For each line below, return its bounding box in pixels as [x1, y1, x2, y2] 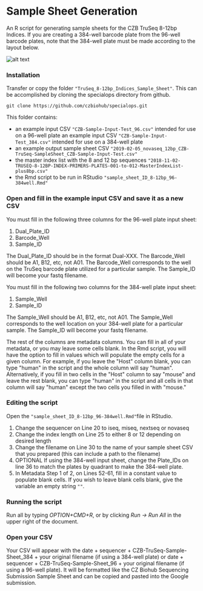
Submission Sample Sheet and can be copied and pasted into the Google [6, 573, 189, 580]
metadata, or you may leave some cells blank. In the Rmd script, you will [6, 344, 187, 352]
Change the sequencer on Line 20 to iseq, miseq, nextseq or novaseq [15, 424, 190, 432]
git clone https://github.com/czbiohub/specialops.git [6, 103, 148, 109]
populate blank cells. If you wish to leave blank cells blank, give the [15, 476, 183, 483]
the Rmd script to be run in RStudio [15, 173, 103, 181]
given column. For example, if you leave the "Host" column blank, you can [6, 357, 191, 365]
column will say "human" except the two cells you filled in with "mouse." [6, 383, 187, 391]
